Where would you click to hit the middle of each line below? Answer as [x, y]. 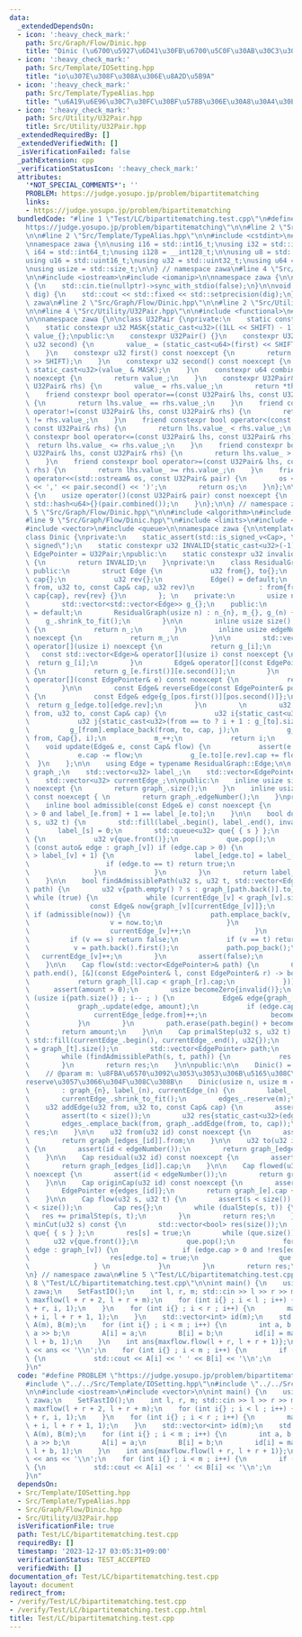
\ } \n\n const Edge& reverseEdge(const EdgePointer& [154, 688]
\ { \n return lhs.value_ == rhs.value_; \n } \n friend [154, 403]
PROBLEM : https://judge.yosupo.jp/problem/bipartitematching [142, 194]
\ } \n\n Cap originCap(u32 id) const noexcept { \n [134, 1183]
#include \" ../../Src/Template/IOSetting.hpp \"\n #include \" [142, 1384]
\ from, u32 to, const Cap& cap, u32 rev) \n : [144, 588]
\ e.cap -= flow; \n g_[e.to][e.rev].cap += [152, 755]
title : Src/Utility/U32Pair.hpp [86, 127]
